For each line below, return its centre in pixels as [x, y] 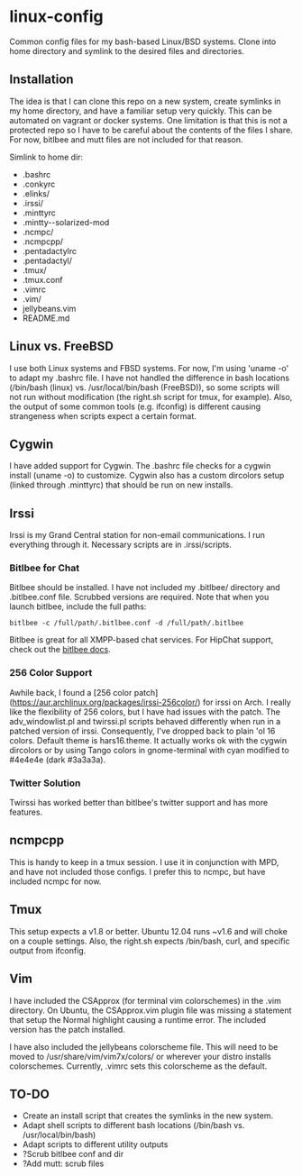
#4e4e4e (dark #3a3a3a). [58, 760]
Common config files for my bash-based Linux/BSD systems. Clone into [143, 41]
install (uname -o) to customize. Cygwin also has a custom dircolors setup [147, 476]
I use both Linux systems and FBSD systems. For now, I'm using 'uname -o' [149, 368]
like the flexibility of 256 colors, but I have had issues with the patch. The [145, 711]
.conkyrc [39, 184]
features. [26, 812]
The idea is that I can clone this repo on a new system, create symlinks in [145, 101]
